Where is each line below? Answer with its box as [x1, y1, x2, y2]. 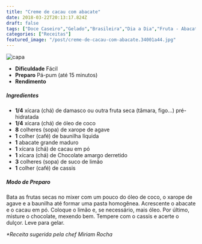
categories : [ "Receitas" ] [6, 31, 71, 37]
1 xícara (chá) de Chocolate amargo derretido [14, 151, 128, 158]
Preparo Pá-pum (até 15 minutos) [14, 72, 98, 78]
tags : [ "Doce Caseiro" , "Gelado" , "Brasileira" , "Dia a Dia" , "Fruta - [6, 25, 179, 32]
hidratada [14, 113, 39, 120]
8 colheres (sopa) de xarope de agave [14, 126, 110, 133]
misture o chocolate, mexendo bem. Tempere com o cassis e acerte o [6, 212, 179, 220]
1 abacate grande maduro [14, 139, 79, 146]
